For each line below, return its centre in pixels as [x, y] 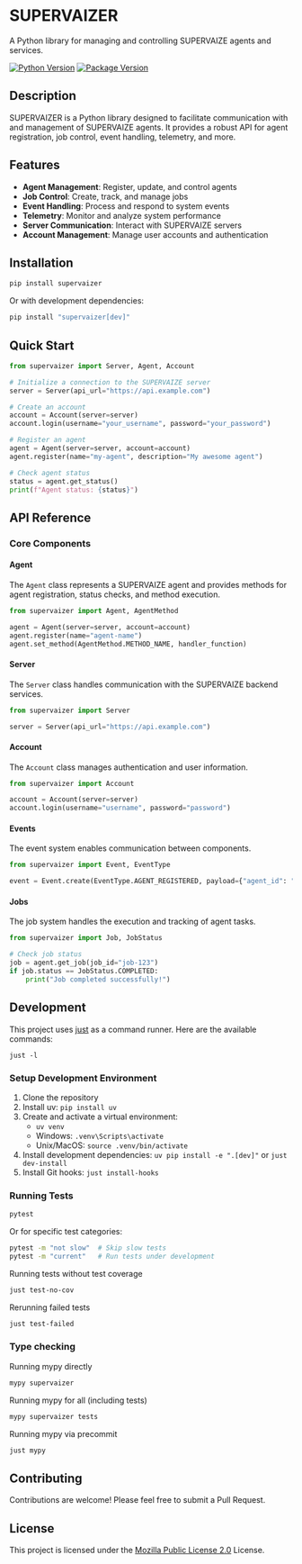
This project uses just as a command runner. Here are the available [133, 1029]
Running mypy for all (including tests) [79, 1400]
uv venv [50, 1126]
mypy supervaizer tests [54, 1416]
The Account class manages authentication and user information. [129, 767]
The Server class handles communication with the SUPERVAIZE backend [144, 684]
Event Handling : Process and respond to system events [126, 206]
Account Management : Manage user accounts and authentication [145, 234]
